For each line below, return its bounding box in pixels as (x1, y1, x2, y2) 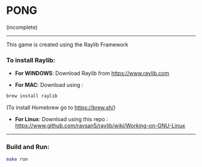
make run (6, 156, 28, 163)
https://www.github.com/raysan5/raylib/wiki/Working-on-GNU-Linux (14, 122, 185, 130)
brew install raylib (6, 93, 58, 99)
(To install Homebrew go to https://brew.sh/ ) (6, 104, 116, 112)
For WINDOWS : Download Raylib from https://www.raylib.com (14, 70, 170, 77)
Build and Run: (6, 143, 50, 151)
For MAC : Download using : (14, 81, 84, 89)
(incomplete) (6, 24, 38, 31)
